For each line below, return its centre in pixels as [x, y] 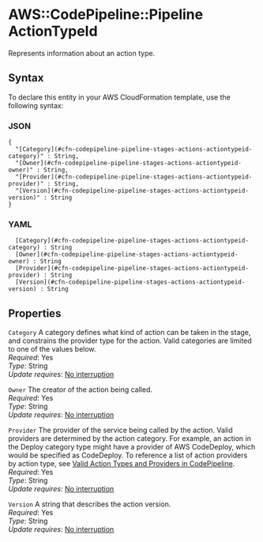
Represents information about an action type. [82, 53]
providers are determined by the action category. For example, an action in [130, 438]
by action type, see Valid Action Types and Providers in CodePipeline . [122, 464]
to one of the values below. [52, 349]
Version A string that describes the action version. [90, 504]
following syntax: [36, 105]
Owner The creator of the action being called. [80, 390]
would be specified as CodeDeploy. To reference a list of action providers [128, 455]
